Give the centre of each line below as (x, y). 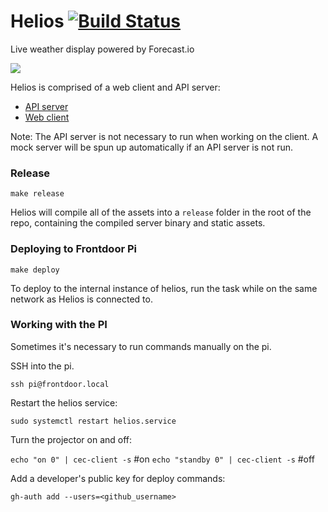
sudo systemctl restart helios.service (93, 421)
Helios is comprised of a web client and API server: (115, 87)
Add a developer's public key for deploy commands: (118, 478)
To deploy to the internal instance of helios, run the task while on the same (164, 288)
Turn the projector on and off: (71, 439)
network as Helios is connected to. (81, 299)
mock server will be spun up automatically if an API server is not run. (152, 147)
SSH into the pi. (42, 366)
